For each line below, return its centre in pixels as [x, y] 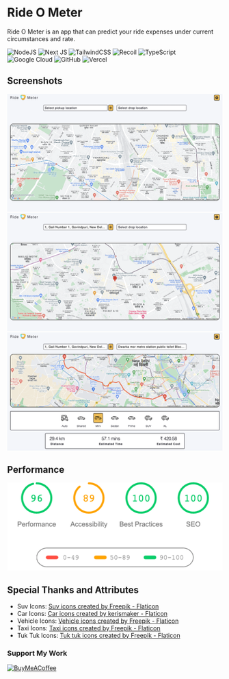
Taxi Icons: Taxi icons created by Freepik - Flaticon [89, 628]
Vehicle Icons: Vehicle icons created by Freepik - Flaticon [98, 621]
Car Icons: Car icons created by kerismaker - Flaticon [92, 613]
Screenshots [35, 81]
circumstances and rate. [41, 38]
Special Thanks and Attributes [73, 590]
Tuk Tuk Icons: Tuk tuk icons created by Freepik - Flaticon [98, 635]
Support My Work [37, 653]
